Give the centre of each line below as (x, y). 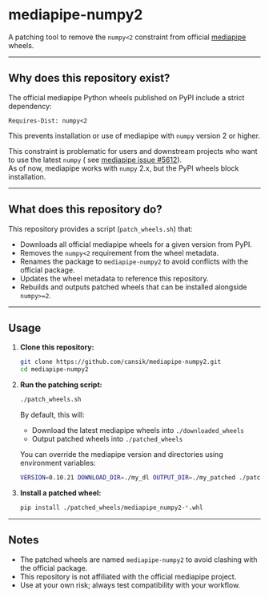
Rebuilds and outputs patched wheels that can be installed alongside (133, 287)
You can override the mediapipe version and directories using (121, 454)
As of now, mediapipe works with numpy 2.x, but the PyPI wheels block (124, 168)
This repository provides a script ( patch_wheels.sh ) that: (101, 228)
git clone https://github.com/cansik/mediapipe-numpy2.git (120, 362)
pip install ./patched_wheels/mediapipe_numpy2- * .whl (111, 507)
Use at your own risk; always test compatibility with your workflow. (130, 585)
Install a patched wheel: (60, 493)
